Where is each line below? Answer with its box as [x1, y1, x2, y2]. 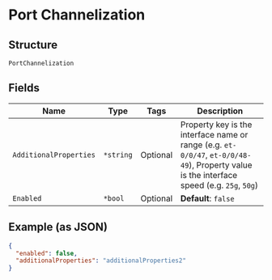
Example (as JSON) [8, 220, 108, 234]
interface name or [181, 129, 249, 140]
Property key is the [181, 119, 253, 130]
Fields [8, 81, 40, 95]
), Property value [189, 159, 253, 171]
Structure [8, 38, 58, 52]
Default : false [181, 193, 235, 204]
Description [197, 105, 244, 117]
